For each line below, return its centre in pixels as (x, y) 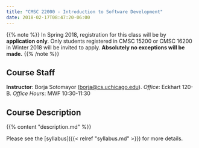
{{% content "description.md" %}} (49, 127)
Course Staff (31, 72)
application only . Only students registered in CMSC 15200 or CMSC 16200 (99, 41)
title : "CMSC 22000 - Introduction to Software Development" (85, 12)
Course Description (44, 112)
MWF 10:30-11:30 (69, 93)
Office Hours (29, 93)
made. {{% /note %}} (33, 54)
